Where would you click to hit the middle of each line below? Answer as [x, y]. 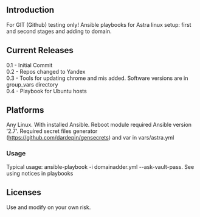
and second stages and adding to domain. [59, 31]
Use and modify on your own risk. [49, 207]
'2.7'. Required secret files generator [52, 131]
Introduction [30, 10]
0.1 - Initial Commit [29, 65]
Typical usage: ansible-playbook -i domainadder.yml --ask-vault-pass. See [100, 166]
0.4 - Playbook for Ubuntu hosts [47, 91]
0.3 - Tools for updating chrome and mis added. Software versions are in [97, 78]
